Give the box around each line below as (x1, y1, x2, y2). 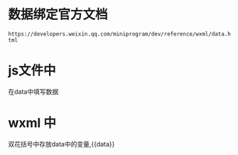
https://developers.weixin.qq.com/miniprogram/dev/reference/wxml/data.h (8, 30, 232, 38)
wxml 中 (8, 115, 56, 132)
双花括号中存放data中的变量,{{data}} (8, 139, 115, 148)
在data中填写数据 (8, 87, 59, 96)
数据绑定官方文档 (8, 6, 109, 23)
